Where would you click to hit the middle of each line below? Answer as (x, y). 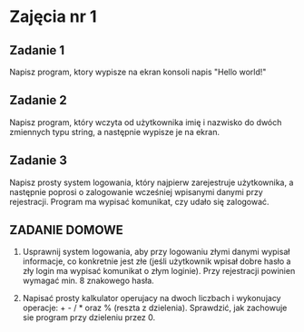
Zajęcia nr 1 (53, 17)
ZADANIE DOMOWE (67, 230)
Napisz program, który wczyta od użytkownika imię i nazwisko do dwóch (146, 122)
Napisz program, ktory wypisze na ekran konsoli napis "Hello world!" (138, 72)
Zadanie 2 (39, 100)
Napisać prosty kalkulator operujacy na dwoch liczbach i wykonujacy (152, 298)
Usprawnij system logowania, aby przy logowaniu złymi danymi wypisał (156, 252)
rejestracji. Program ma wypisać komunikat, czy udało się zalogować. (139, 201)
